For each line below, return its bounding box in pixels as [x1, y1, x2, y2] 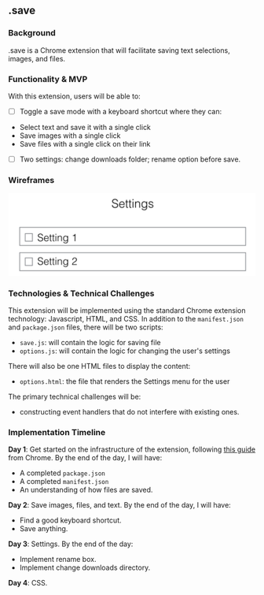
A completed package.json [19, 468, 106, 478]
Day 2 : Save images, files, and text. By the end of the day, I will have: [8, 500, 232, 510]
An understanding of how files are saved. [19, 485, 153, 495]
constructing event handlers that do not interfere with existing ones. [19, 407, 240, 417]
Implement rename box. [19, 555, 97, 564]
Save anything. [19, 524, 68, 534]
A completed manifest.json [19, 477, 109, 486]
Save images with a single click [19, 131, 121, 140]
